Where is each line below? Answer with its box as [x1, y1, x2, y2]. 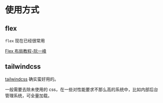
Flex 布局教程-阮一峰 [5, 48, 47, 54]
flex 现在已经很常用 [5, 38, 45, 43]
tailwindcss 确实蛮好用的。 [5, 76, 59, 82]
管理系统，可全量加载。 [5, 92, 52, 98]
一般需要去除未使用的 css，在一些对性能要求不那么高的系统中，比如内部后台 [5, 86, 158, 92]
